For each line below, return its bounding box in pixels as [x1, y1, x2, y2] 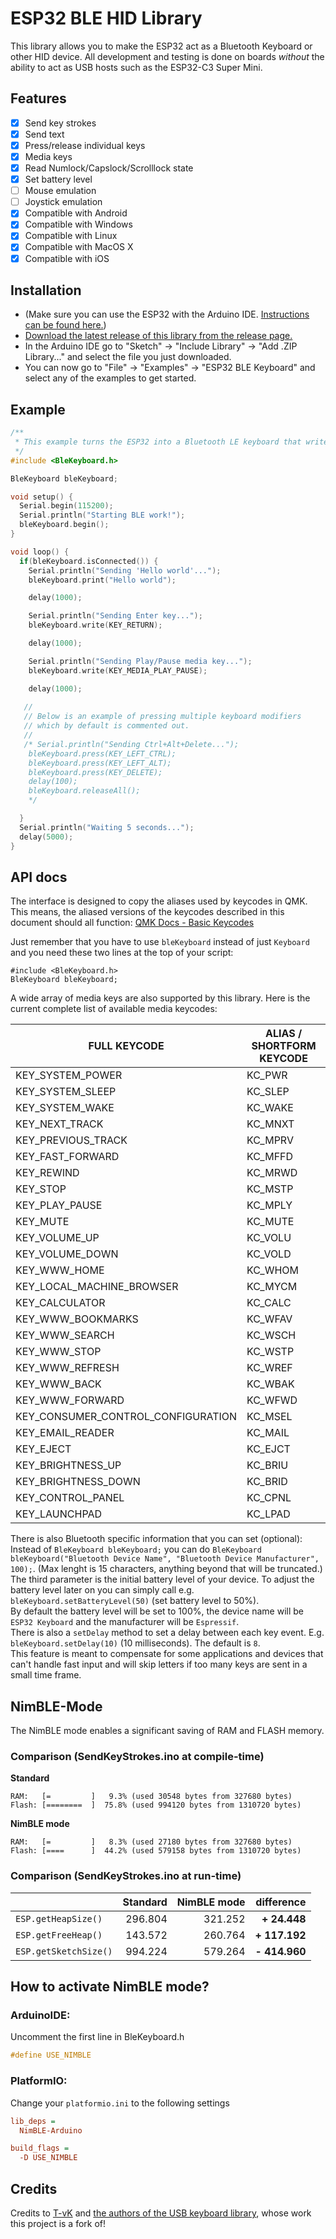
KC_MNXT [246, 1117, 295, 1131]
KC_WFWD [246, 1393, 298, 1407]
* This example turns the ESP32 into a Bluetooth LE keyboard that [14, 437, 302, 447]
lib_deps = [10, 2116, 56, 2126]
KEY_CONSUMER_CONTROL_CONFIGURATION [15, 1410, 238, 1424]
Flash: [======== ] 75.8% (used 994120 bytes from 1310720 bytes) [10, 1800, 302, 1811]
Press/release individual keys [24, 139, 146, 151]
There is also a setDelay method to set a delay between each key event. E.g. [10, 1627, 325, 1639]
